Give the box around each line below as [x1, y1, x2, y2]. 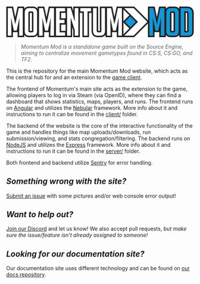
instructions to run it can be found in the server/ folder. [6, 147, 140, 155]
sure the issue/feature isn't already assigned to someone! [6, 231, 148, 239]
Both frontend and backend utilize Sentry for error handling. [6, 159, 153, 166]
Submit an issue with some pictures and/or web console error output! [6, 192, 176, 199]
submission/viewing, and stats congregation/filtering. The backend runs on [6, 135, 190, 142]
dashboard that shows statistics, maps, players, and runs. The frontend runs [6, 98, 193, 105]
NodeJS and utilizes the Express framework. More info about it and [6, 141, 171, 148]
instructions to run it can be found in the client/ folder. [6, 110, 138, 118]
